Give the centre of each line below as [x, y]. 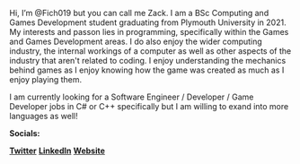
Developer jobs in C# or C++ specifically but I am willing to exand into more [149, 106]
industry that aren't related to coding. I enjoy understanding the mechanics [148, 60]
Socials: [25, 133]
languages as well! [44, 116]
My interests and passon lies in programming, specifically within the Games [149, 32]
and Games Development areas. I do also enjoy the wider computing [136, 41]
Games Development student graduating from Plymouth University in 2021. [148, 22]
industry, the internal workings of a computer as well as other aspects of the [150, 51]
